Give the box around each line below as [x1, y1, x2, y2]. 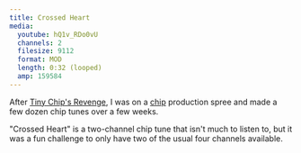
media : [9, 22, 34, 31]
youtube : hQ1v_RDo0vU [17, 30, 99, 39]
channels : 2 [17, 38, 63, 48]
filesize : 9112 [17, 47, 75, 56]
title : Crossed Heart [9, 13, 91, 22]
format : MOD [17, 55, 63, 64]
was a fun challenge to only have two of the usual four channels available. [9, 132, 283, 144]
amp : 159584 [17, 72, 63, 81]
